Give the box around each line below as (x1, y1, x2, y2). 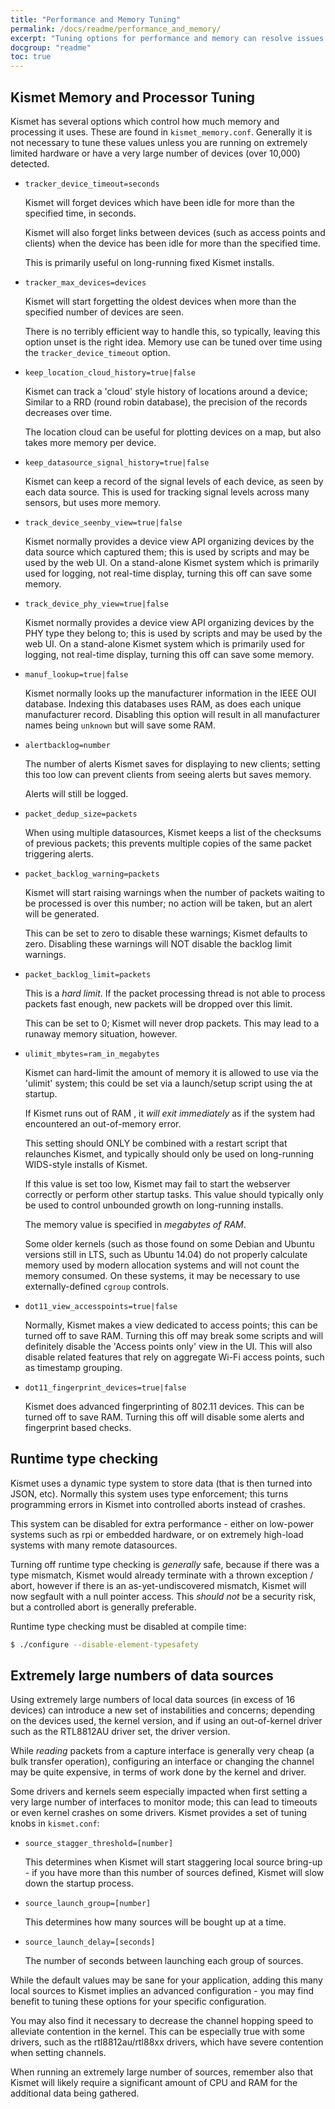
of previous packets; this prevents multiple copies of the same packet (24, 837, 312, 849)
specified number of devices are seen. (24, 306, 185, 318)
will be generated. (24, 907, 100, 920)
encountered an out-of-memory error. (24, 1117, 182, 1130)
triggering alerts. (24, 847, 94, 860)
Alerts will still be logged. (24, 787, 129, 800)
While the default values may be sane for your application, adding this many (10, 1974, 323, 1986)
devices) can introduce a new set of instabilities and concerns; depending (10, 1704, 316, 1716)
